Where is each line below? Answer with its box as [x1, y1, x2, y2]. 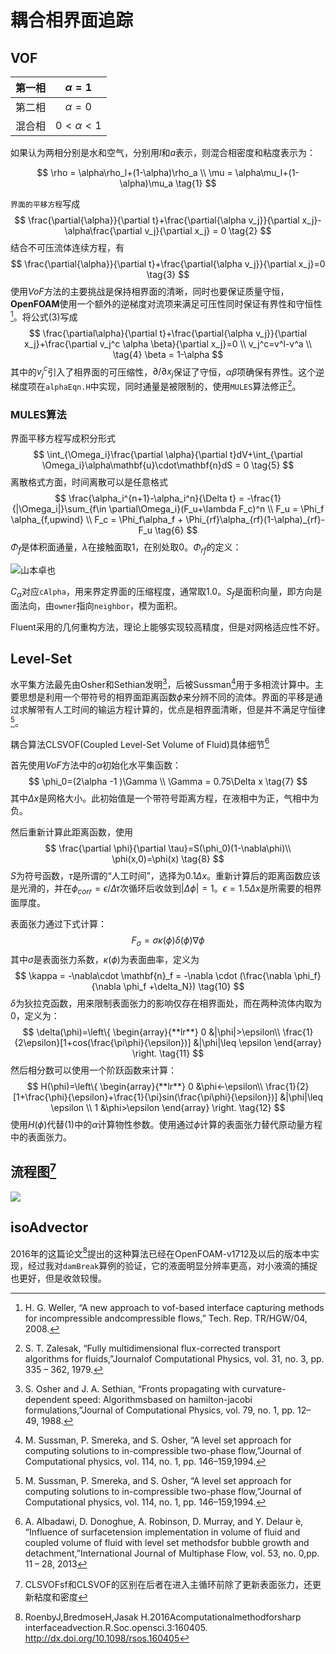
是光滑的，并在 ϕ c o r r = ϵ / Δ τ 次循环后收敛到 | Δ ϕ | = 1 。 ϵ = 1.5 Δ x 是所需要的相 [10, 882, 313, 897]
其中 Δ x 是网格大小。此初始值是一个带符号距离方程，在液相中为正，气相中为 [10, 792, 320, 805]
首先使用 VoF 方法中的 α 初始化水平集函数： [10, 759, 182, 771]
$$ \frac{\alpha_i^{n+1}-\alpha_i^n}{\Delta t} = [54, 492, 245, 505]
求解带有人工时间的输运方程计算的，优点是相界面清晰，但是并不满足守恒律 [18, 704, 326, 716]
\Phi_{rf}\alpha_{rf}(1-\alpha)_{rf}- [185, 514, 326, 526]
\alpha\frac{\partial [64, 225, 143, 236]
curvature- [241, 1383, 287, 1395]
